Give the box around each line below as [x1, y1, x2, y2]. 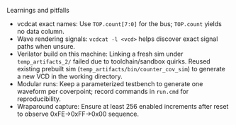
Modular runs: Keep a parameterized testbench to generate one [16, 80, 203, 88]
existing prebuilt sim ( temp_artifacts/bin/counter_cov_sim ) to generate [16, 65, 226, 73]
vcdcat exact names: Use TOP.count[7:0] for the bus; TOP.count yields [16, 20, 223, 28]
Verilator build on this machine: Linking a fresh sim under [16, 49, 184, 58]
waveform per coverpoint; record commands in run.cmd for [16, 88, 189, 95]
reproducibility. [16, 95, 62, 103]
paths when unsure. [16, 42, 76, 50]
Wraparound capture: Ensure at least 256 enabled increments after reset [16, 102, 229, 110]
